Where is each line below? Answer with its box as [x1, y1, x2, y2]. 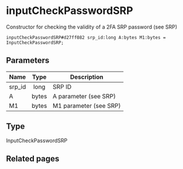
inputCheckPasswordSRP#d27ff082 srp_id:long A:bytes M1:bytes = [6, 34, 166, 40]
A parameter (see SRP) [52, 92, 116, 100]
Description [70, 73, 103, 81]
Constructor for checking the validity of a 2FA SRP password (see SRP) [6, 23, 177, 30]
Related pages [6, 153, 60, 164]
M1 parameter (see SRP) [52, 101, 121, 110]
